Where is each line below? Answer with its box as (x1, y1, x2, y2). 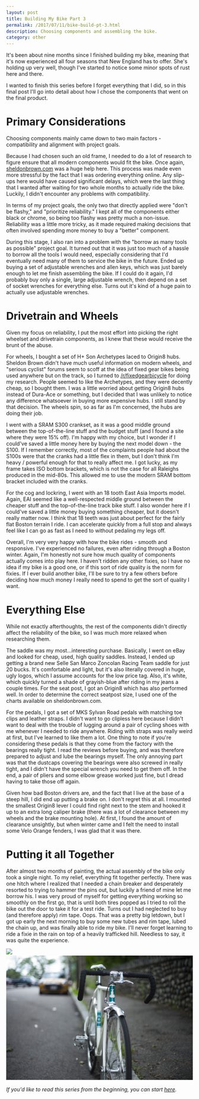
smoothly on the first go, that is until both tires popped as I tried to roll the (6, 899, 186, 906)
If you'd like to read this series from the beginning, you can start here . (6, 1085, 177, 1092)
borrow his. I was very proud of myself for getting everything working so (6, 892, 184, 899)
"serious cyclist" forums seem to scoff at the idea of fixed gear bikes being (6, 366, 190, 372)
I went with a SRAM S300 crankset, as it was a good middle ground (6, 421, 171, 428)
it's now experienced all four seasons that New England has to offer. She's (6, 58, 188, 65)
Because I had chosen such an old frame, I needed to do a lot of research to (6, 153, 192, 160)
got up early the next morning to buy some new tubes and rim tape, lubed (6, 918, 187, 925)
